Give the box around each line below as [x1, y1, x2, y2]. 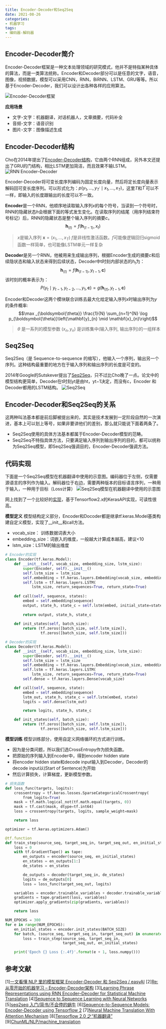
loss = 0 [14, 845, 32, 850]
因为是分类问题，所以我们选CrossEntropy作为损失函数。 [12, 746, 127, 752]
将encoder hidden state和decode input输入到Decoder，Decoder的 [12, 759, 148, 765]
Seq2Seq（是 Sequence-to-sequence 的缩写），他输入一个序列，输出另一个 [5, 355, 160, 361]
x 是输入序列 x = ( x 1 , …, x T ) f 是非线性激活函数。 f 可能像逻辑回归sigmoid [17, 234, 161, 242]
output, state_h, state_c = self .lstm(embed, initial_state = [23, 603, 152, 608]
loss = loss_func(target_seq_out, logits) [23, 881, 112, 887]
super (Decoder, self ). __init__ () [23, 653, 92, 659]
